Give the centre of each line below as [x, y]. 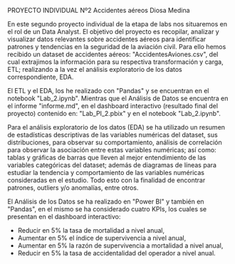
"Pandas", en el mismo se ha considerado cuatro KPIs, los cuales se [107, 209]
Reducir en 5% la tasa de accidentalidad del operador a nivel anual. [116, 253]
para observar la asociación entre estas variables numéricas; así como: [112, 150]
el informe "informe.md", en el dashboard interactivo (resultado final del [113, 106]
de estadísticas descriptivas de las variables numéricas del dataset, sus [113, 135]
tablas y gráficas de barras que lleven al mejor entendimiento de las [107, 157]
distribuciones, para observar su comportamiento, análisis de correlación [115, 142]
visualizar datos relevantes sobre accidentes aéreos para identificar [107, 39]
